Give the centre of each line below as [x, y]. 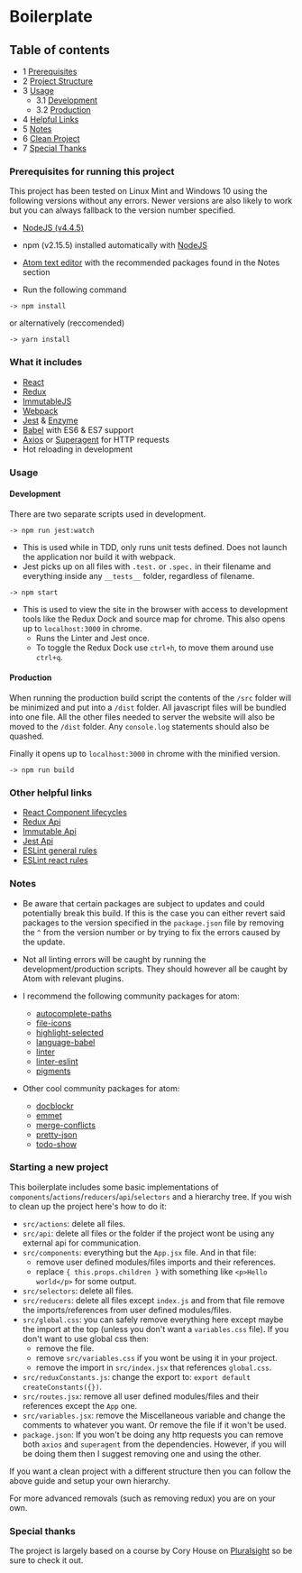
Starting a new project [59, 1167]
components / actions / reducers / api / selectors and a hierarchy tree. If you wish [151, 1196]
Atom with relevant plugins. [73, 978]
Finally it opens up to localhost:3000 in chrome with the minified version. [145, 753]
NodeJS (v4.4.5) [53, 228]
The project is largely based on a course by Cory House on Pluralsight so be [151, 1551]
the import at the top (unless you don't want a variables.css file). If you [156, 1329]
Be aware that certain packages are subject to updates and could [144, 903]
